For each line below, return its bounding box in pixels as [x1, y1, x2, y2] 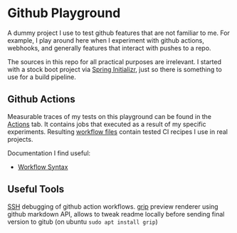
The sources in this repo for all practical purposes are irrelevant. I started [7, 57, 222, 66]
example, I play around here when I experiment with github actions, [7, 36, 204, 44]
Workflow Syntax [17, 162, 68, 171]
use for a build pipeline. [7, 73, 77, 81]
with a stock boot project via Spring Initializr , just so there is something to [7, 65, 222, 73]
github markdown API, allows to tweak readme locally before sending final [7, 209, 225, 218]
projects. [7, 135, 33, 143]
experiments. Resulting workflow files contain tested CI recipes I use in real [7, 127, 228, 136]
